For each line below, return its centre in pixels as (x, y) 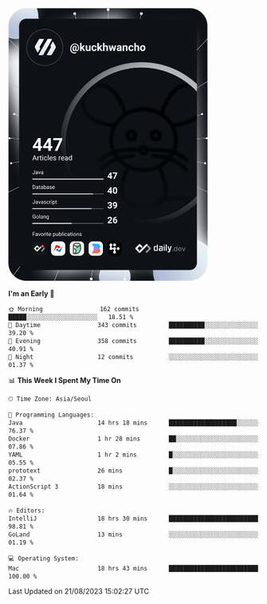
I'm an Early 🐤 (31, 293)
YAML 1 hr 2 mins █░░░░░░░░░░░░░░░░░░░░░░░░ (133, 455)
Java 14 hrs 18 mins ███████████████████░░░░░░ (133, 423)
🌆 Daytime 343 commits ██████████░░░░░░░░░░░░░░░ (133, 325)
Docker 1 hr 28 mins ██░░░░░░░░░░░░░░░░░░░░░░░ (133, 439)
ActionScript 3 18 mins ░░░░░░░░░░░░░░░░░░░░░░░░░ (133, 487)
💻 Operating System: (44, 559)
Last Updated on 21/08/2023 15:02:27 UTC (79, 591)
